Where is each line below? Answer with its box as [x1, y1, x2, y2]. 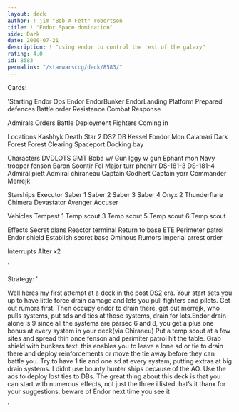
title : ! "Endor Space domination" [7, 24, 113, 31]
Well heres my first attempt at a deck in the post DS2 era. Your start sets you [7, 288, 233, 297]
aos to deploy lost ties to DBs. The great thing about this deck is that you [7, 372, 221, 381]
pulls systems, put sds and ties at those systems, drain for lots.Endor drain [7, 311, 227, 320]
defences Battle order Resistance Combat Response [7, 104, 161, 113]
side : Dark [7, 30, 40, 38]
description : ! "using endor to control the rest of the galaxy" [7, 44, 205, 51]
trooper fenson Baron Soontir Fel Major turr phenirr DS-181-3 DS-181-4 [7, 161, 215, 170]
